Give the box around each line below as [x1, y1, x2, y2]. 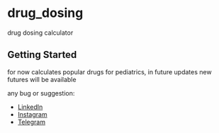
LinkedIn [17, 103, 43, 111]
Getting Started [7, 49, 77, 61]
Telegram [17, 117, 46, 126]
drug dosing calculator [7, 28, 74, 37]
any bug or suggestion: [7, 88, 75, 97]
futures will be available [7, 75, 77, 83]
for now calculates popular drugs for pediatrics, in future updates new [7, 67, 212, 76]
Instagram [17, 110, 47, 118]
